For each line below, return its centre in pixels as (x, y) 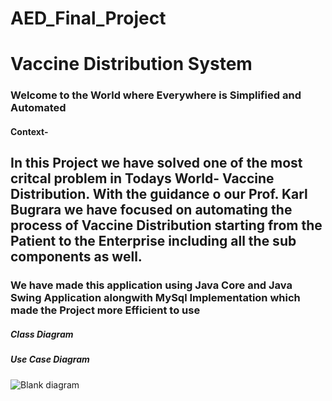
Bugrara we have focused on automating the (151, 210)
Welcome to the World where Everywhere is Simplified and (156, 95)
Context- (29, 131)
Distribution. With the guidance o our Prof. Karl (159, 194)
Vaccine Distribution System (131, 64)
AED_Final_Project (88, 18)
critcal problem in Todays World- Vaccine (142, 178)
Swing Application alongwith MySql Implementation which (155, 298)
